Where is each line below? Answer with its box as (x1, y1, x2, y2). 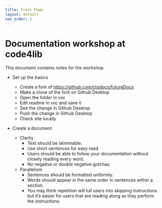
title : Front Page (5, 7, 43, 12)
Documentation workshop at (5, 38, 126, 49)
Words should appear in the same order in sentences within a (27, 177, 153, 183)
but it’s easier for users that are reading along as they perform (27, 193, 155, 199)
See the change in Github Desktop (19, 105, 90, 111)
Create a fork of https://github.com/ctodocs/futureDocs (19, 84, 134, 90)
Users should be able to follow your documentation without (27, 151, 149, 157)
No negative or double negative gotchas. (27, 161, 111, 167)
